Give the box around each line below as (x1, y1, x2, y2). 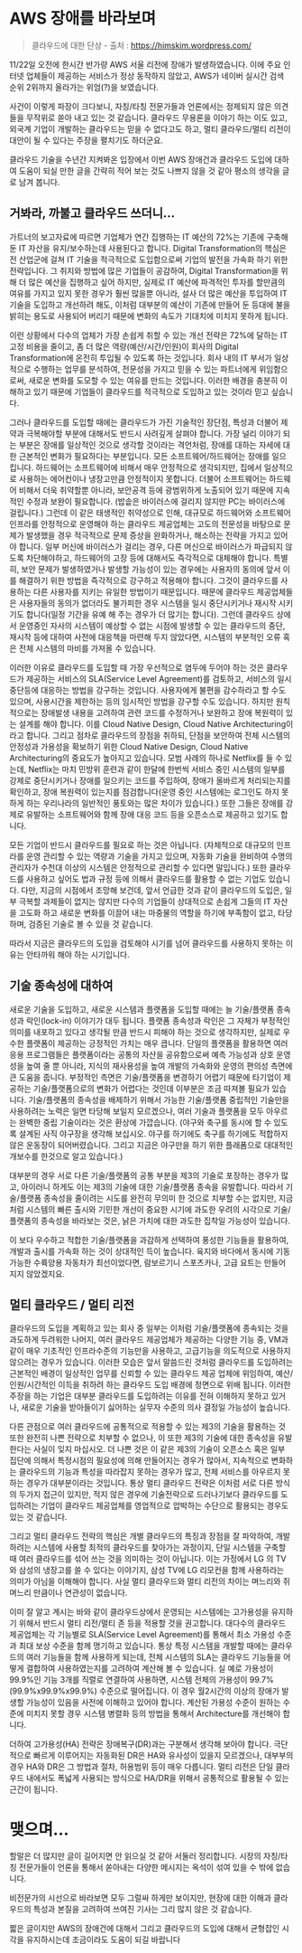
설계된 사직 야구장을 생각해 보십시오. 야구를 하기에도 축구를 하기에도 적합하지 (18, 1127, 288, 1139)
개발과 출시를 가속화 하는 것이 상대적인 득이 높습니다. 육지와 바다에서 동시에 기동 (9, 1245, 291, 1257)
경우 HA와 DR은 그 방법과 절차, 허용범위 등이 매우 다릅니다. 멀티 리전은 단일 (9, 1761, 274, 1772)
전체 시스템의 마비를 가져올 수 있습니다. (18, 643, 156, 654)
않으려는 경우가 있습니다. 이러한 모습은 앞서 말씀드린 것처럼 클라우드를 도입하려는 (9, 1357, 294, 1368)
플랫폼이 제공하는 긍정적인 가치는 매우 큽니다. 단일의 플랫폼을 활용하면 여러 (25, 1037, 288, 1049)
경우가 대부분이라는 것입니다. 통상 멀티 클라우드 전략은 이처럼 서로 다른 (25, 1477, 274, 1488)
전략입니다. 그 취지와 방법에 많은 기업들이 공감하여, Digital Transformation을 (9, 265, 279, 276)
